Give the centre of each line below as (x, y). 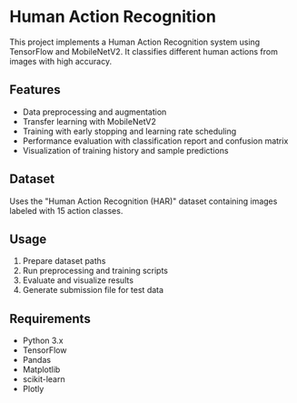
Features (35, 90)
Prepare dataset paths (64, 261)
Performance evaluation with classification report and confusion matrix (155, 141)
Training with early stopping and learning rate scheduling (129, 131)
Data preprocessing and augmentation (94, 112)
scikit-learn (44, 379)
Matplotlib (41, 369)
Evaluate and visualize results (78, 280)
